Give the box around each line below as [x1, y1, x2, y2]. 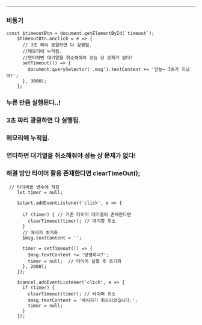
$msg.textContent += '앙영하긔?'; [28, 252, 109, 258]
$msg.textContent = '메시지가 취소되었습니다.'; [28, 297, 138, 304]
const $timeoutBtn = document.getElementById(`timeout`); [6, 31, 155, 37]
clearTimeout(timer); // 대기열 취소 [28, 218, 116, 224]
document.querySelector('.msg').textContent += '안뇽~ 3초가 [28, 67, 179, 73]
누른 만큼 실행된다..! [6, 99, 61, 107]
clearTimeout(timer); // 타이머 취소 [28, 291, 116, 297]
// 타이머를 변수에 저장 [8, 184, 60, 190]
